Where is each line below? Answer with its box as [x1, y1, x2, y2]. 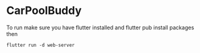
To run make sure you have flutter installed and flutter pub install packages [6, 24, 195, 31]
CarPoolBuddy [6, 4, 82, 18]
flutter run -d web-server [6, 42, 75, 48]
